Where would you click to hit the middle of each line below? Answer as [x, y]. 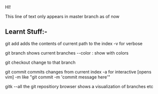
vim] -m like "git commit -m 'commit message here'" [58, 77]
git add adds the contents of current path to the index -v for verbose [74, 43]
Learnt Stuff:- [26, 32]
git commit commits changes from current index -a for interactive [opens [78, 72]
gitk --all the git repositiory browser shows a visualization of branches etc [79, 86]
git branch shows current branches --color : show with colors [67, 53]
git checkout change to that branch [40, 62]
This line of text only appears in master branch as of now [62, 16]
